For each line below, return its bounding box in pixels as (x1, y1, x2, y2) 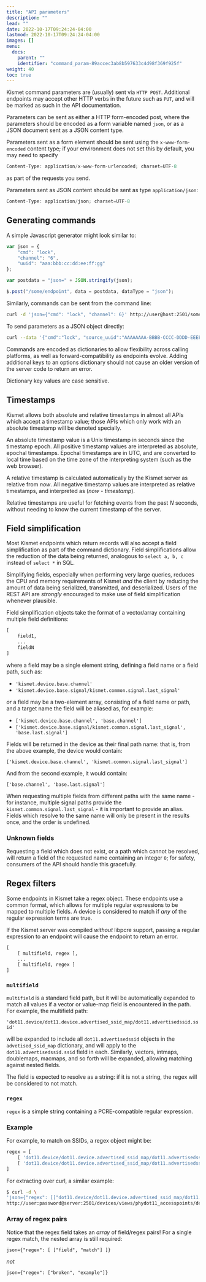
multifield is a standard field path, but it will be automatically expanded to (6, 994, 195, 1001)
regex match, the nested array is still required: (6, 1235, 123, 1243)
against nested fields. (6, 1062, 61, 1069)
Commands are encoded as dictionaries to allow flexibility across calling (6, 345, 189, 353)
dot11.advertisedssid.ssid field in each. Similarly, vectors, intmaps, (6, 1048, 179, 1056)
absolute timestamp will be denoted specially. (6, 424, 121, 432)
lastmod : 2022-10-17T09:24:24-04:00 (6, 32, 100, 38)
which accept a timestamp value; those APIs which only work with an (6, 418, 181, 425)
